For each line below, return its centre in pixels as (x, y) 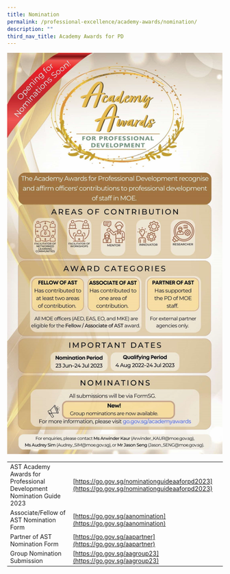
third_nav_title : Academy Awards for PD (66, 36)
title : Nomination (33, 14)
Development (29, 488)
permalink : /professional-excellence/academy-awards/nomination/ (102, 22)
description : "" (30, 29)
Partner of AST (31, 537)
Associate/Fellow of (38, 512)
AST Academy (30, 466)
